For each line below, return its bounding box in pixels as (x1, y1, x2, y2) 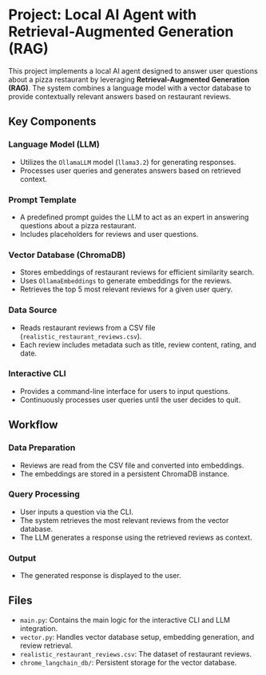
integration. (19, 623, 58, 633)
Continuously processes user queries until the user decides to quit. (19, 395, 241, 404)
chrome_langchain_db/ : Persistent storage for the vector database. (19, 657, 237, 667)
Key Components (8, 115, 97, 129)
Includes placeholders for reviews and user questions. (19, 229, 199, 239)
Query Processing (8, 488, 80, 500)
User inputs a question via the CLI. (19, 507, 133, 516)
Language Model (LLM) (8, 139, 100, 150)
